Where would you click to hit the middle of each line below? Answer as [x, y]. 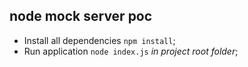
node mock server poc [81, 16]
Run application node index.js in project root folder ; [131, 51]
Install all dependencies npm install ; [99, 40]
